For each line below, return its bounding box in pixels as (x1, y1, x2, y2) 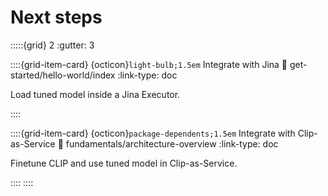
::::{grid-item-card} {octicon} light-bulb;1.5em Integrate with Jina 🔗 (10, 58, 288, 70)
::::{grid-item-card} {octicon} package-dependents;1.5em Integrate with (10, 127, 296, 139)
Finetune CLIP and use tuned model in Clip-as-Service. (10, 157, 238, 169)
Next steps (10, 6, 103, 29)
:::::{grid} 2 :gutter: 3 (10, 39, 95, 51)
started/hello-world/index (10, 69, 116, 81)
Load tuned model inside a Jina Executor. (10, 88, 181, 100)
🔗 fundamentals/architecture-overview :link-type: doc (57, 137, 279, 150)
